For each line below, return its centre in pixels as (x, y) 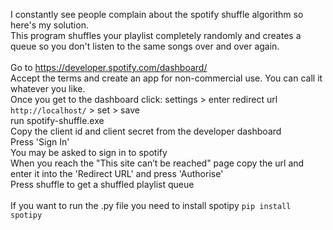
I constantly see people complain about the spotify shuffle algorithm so (157, 14)
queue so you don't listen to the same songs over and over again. (145, 46)
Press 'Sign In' (40, 142)
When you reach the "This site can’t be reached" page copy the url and (157, 163)
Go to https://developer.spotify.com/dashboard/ (109, 67)
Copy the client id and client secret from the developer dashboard (146, 131)
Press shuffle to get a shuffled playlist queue (102, 184)
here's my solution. (49, 25)
